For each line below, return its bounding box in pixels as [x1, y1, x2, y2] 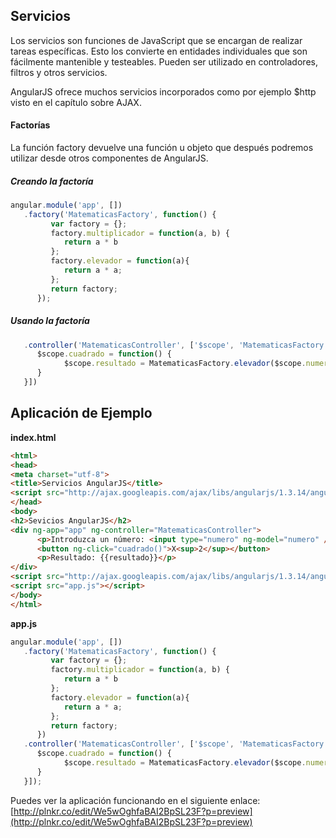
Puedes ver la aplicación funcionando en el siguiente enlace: [10, 794, 261, 806]
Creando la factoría [10, 175, 94, 187]
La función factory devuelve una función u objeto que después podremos [10, 142, 314, 154]
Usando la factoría [10, 315, 90, 327]
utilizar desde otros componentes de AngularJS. [10, 152, 209, 164]
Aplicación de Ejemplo [10, 405, 153, 422]
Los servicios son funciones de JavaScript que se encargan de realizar [10, 34, 303, 46]
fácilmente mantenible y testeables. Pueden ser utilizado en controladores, [10, 55, 318, 68]
